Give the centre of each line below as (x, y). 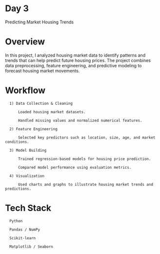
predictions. (18, 189)
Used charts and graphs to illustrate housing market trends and (85, 184)
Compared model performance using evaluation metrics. (75, 167)
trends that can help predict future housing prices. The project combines (78, 60)
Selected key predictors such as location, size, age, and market (87, 137)
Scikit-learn (23, 238)
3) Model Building (28, 150)
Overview (25, 42)
